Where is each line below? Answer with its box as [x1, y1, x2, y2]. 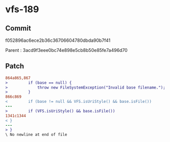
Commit [5, 24, 32, 33]
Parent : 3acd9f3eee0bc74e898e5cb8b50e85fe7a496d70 [5, 47, 128, 53]
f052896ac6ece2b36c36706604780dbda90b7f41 [5, 37, 111, 43]
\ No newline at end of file [5, 132, 67, 137]
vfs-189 [5, 4, 39, 15]
